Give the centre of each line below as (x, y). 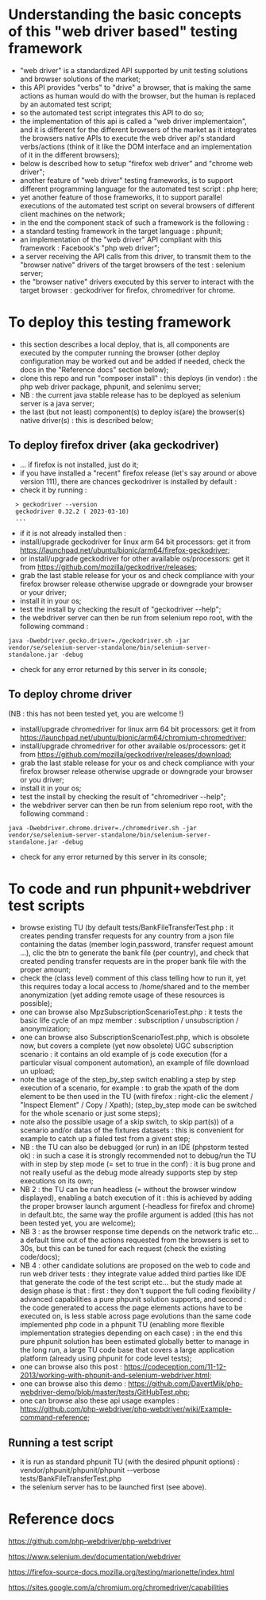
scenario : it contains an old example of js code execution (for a (123, 1054)
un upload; (37, 1071)
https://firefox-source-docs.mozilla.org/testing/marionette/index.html (121, 1572)
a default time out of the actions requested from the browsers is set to (134, 1240)
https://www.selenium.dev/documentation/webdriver (94, 1557)
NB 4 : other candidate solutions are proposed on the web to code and (135, 1265)
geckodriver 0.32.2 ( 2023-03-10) (72, 511)
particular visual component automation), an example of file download (134, 1062)
